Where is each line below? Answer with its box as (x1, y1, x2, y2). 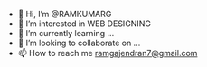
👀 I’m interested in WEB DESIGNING (17, 18, 152, 29)
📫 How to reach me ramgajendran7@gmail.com (17, 48, 198, 58)
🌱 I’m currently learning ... (17, 28, 115, 38)
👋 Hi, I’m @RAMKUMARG (17, 9, 112, 19)
